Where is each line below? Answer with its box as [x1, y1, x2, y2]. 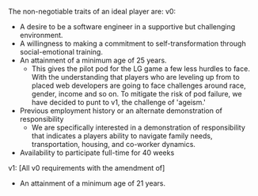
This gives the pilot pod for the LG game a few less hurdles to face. [31, 64, 251, 73]
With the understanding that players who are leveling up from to [31, 73, 240, 81]
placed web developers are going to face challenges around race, [31, 81, 247, 90]
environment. [19, 31, 63, 40]
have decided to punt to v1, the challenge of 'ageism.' [31, 98, 206, 107]
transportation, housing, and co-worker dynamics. [31, 140, 196, 149]
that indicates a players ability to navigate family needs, [31, 131, 213, 141]
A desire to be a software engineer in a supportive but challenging [19, 22, 236, 31]
